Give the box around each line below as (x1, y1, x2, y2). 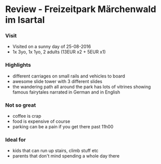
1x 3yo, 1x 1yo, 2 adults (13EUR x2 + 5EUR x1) (12, 49, 106, 55)
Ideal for (5, 136, 26, 143)
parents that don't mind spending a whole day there (12, 153, 120, 159)
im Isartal (5, 14, 45, 26)
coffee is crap (12, 113, 42, 119)
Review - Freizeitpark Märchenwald (5, 4, 156, 15)
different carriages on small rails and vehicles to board (12, 73, 125, 79)
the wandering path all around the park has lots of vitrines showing (12, 84, 151, 90)
